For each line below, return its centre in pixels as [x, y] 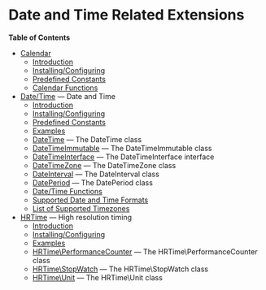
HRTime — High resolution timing [76, 217]
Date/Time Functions [68, 191]
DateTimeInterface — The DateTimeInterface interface [123, 157]
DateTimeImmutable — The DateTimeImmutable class [122, 148]
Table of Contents [39, 37]
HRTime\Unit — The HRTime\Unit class [97, 277]
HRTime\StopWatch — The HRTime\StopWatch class [120, 269]
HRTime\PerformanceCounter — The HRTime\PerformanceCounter [145, 251]
